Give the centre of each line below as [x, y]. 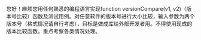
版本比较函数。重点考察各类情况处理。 [53, 31]
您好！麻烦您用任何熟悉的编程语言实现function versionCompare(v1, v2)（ [96, 9]
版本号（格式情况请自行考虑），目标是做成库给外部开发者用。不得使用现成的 [99, 24]
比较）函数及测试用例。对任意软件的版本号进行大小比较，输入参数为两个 [106, 16]
